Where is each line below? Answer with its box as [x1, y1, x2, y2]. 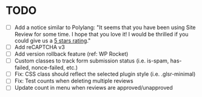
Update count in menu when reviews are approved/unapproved [14, 84, 173, 92]
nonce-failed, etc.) [32, 64, 78, 72]
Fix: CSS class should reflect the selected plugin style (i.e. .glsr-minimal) [14, 70, 196, 78]
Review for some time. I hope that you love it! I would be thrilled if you [14, 31, 189, 38]
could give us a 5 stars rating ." [14, 37, 91, 44]
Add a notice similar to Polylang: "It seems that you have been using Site [14, 24, 196, 31]
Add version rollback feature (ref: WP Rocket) [14, 50, 129, 58]
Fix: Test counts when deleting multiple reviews [14, 77, 134, 85]
